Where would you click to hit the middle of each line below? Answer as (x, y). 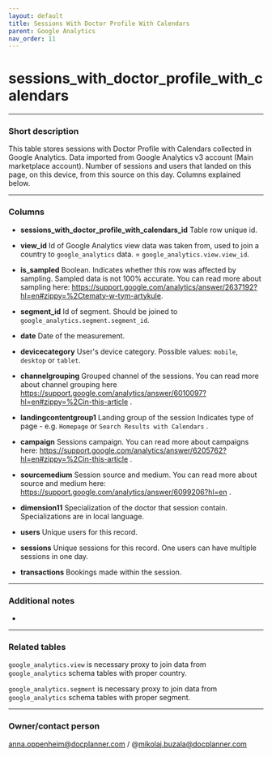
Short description (44, 131)
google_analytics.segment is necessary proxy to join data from (113, 689)
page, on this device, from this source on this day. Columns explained (125, 174)
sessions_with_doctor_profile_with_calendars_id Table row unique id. (138, 230)
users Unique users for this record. (79, 531)
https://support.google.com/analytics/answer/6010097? (113, 393)
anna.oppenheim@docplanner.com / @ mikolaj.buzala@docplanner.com (127, 744)
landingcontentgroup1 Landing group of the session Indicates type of (137, 417)
